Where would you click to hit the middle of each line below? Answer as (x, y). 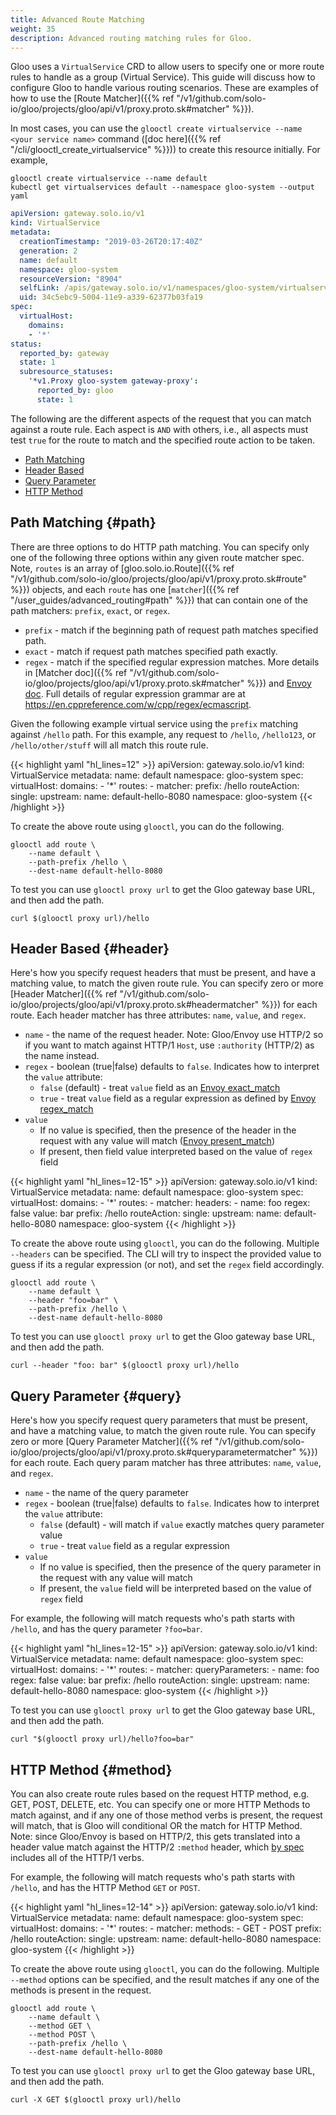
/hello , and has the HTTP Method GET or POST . (105, 1887)
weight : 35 (33, 29)
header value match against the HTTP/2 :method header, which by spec (157, 1847)
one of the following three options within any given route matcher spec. (157, 557)
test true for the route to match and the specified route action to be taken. (163, 440)
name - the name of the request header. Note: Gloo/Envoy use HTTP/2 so (174, 1035)
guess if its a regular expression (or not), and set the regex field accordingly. (167, 1265)
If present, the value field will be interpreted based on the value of (176, 1588)
